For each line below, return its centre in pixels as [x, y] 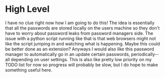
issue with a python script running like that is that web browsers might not [81, 39]
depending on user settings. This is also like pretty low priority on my [81, 59]
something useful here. [29, 70]
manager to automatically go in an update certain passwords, [68, 54]
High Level [27, 9]
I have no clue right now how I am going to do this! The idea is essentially [80, 23]
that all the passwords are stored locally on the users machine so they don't [82, 28]
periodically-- [145, 54]
